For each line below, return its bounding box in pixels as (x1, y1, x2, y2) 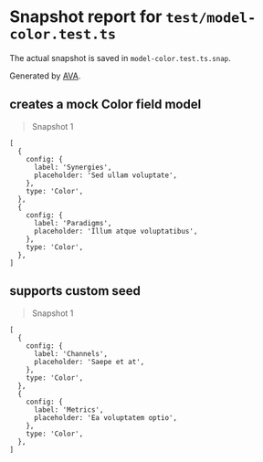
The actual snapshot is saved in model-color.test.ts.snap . (9, 52, 231, 63)
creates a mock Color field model (9, 97, 202, 112)
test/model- (165, 9, 257, 26)
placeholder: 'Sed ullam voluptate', (33, 171, 178, 180)
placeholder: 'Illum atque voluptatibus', (33, 226, 198, 236)
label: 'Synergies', (33, 163, 112, 172)
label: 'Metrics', (33, 404, 104, 415)
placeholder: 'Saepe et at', (33, 357, 145, 366)
